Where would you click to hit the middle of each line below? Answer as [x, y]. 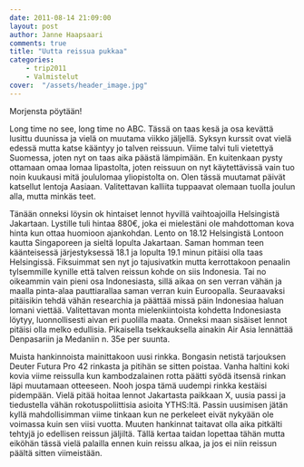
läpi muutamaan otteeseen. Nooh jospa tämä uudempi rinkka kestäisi [138, 385]
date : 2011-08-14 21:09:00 [60, 18]
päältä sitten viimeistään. [56, 452]
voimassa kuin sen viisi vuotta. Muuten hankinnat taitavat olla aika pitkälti [146, 423]
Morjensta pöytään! [46, 111]
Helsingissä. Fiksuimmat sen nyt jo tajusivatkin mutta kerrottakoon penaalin [150, 262]
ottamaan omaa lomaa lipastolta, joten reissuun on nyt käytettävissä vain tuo [152, 167]
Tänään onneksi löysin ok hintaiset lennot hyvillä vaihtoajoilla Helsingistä [144, 213]
